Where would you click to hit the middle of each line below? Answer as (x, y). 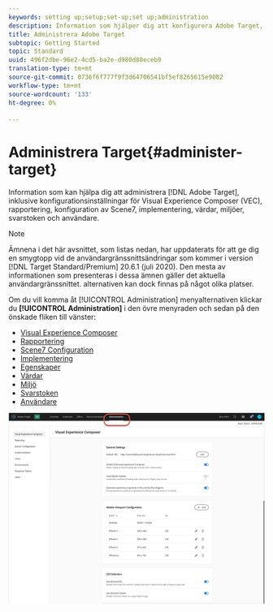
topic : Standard (36, 52)
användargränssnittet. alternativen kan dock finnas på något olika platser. (131, 284)
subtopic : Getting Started (54, 43)
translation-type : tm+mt (50, 69)
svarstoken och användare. (54, 218)
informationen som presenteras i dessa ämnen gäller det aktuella (117, 275)
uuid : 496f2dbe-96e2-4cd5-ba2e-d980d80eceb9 (85, 60)
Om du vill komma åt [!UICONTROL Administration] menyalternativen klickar (135, 300)
